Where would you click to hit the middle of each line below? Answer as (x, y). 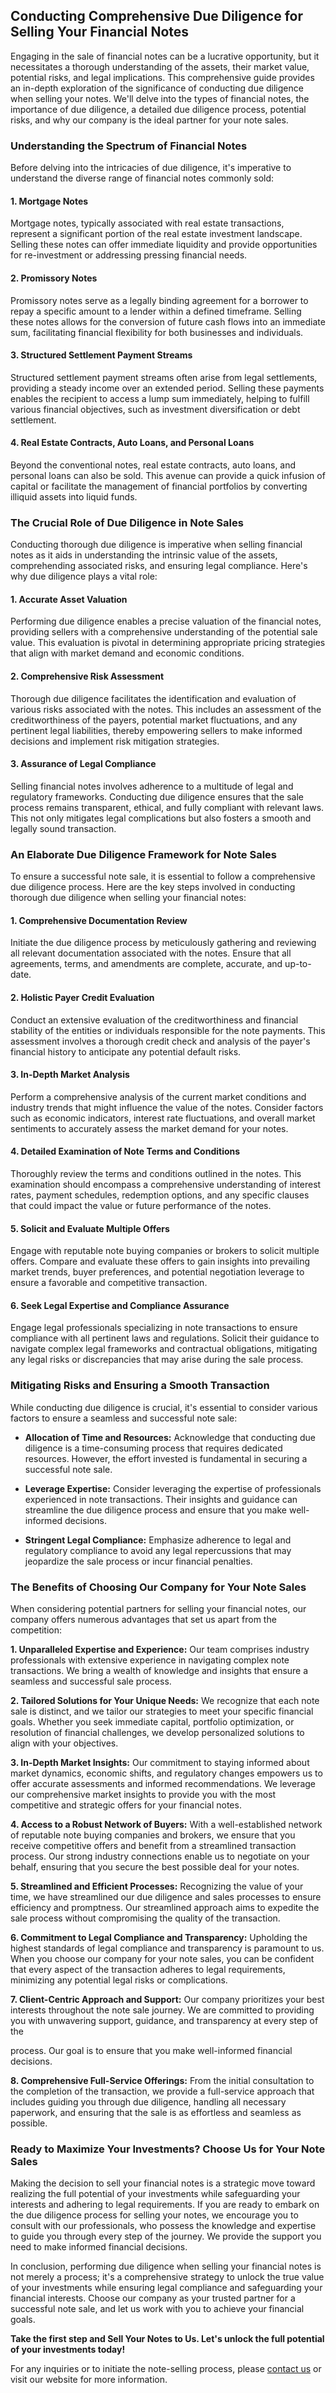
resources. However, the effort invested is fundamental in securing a (166, 1458)
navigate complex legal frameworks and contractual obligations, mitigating (164, 1349)
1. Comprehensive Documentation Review (99, 920)
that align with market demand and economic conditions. (127, 653)
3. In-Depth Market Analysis (70, 1075)
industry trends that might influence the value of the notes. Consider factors (167, 1107)
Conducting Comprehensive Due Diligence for (157, 16)
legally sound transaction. (63, 828)
